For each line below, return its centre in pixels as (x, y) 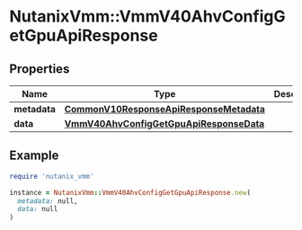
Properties (40, 69)
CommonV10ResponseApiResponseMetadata (164, 109)
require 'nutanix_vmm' (52, 176)
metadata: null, (48, 201)
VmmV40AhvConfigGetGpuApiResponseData (164, 124)
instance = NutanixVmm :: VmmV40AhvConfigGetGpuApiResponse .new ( (130, 192)
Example (34, 156)
